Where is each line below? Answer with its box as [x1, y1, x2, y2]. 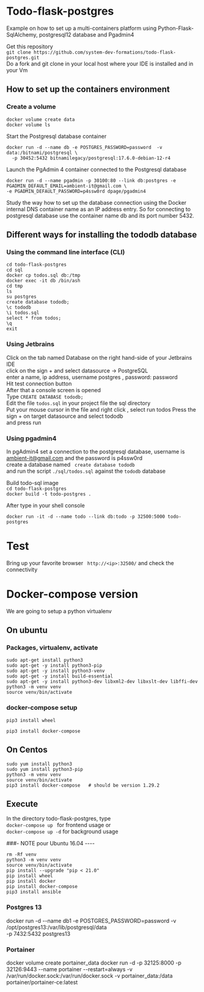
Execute [6, 798, 38, 809]
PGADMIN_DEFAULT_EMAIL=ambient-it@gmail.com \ [6, 183, 127, 189]
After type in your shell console [6, 501, 86, 509]
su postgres [6, 294, 37, 300]
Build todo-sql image [6, 479, 59, 486]
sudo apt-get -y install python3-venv [6, 668, 105, 674]
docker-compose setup [6, 704, 78, 712]
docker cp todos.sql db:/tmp [6, 272, 81, 279]
